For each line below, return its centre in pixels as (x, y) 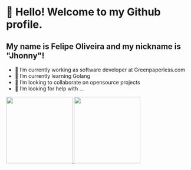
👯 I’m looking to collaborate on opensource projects (77, 82)
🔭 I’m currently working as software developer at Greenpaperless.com (100, 70)
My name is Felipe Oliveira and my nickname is (94, 46)
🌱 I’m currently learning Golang (52, 76)
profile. (24, 24)
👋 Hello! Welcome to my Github (83, 12)
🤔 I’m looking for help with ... (49, 89)
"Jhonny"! (25, 55)
